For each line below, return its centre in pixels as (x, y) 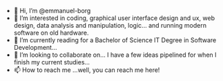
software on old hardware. (51, 33)
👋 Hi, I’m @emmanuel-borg (52, 11)
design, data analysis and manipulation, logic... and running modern (110, 25)
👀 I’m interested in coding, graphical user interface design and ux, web (114, 18)
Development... (35, 47)
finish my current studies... (52, 62)
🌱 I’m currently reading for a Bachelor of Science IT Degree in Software (115, 40)
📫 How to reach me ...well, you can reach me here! (87, 70)
